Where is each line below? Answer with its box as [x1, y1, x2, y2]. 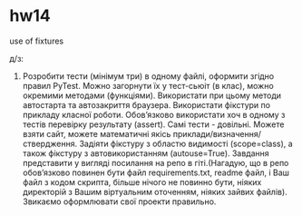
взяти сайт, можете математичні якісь [22, 128, 171, 139]
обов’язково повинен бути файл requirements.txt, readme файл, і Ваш [22, 167, 290, 178]
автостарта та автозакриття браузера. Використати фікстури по [22, 99, 270, 110]
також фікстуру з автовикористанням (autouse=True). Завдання [22, 147, 269, 159]
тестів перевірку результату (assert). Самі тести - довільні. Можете [22, 119, 285, 130]
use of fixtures [9, 35, 64, 46]
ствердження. [22, 138, 78, 149]
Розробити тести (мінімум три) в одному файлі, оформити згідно [22, 70, 275, 82]
